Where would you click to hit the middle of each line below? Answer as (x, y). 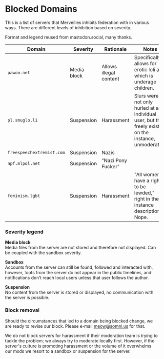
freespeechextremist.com (36, 152)
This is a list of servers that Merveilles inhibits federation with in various (77, 22)
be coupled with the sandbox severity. (43, 253)
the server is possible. (27, 298)
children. (144, 88)
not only (143, 102)
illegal (108, 73)
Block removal (22, 310)
